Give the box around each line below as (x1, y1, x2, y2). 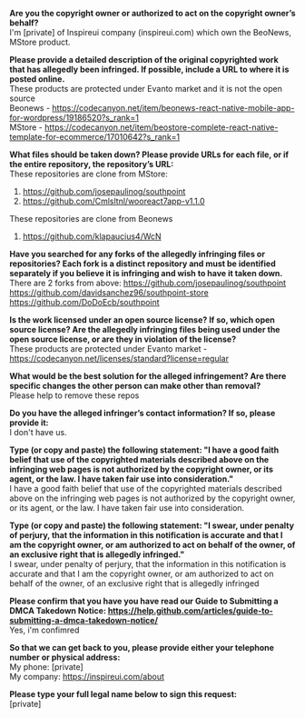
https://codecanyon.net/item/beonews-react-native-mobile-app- (52, 103, 295, 113)
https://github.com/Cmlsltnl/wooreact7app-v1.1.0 (22, 195, 205, 206)
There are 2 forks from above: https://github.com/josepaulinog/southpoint (9, 277, 287, 288)
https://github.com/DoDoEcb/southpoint (9, 297, 161, 307)
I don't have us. (9, 427, 67, 437)
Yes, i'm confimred (9, 624, 80, 635)
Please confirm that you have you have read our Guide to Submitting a (9, 595, 279, 606)
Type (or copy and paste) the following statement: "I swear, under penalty (9, 520, 295, 531)
